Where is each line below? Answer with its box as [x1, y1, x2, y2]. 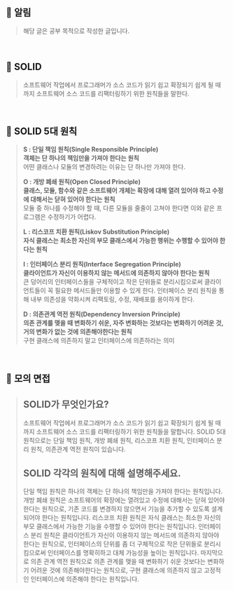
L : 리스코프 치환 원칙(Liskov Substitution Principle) [22, 227, 170, 236]
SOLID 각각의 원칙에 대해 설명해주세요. [22, 467, 182, 479]
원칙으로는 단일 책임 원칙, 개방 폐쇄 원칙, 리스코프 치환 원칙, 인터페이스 [22, 436, 216, 444]
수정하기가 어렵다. [47, 213, 97, 221]
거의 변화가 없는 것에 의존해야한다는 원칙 [22, 328, 133, 336]
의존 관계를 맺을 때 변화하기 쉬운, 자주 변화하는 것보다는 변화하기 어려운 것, [22, 319, 224, 328]
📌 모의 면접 [6, 373, 51, 384]
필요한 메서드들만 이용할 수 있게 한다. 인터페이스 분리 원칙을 [55, 286, 218, 295]
